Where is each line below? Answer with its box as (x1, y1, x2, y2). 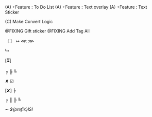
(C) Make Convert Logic (5, 19, 53, 24)
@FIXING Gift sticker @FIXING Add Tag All (5, 28, 90, 33)
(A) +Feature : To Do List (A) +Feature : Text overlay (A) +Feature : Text (5, 4, 147, 10)
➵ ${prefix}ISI (5, 106, 33, 112)
